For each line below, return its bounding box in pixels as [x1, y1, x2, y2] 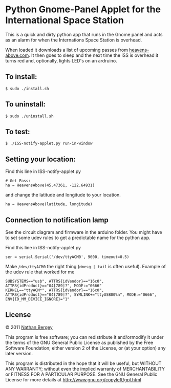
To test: [5, 127, 30, 136]
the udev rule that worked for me [5, 269, 75, 275]
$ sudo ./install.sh [5, 86, 50, 91]
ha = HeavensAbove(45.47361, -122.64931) [5, 183, 95, 188]
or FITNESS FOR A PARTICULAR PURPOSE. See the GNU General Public [5, 371, 158, 377]
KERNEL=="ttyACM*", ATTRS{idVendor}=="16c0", [5, 288, 104, 293]
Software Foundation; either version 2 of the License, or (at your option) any [5, 344, 166, 351]
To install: [5, 73, 37, 81]
